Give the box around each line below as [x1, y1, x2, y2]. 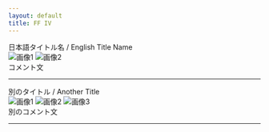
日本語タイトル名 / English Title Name [8, 42, 133, 52]
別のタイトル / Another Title [8, 86, 100, 96]
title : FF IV [8, 19, 52, 27]
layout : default [8, 11, 62, 20]
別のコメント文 [8, 106, 58, 116]
